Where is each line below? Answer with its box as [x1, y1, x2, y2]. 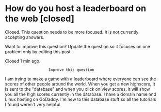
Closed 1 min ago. [5, 58, 41, 64]
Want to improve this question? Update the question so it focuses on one [5, 43, 150, 49]
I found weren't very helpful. [5, 101, 62, 107]
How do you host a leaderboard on [5, 3, 146, 14]
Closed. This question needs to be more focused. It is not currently [5, 29, 139, 35]
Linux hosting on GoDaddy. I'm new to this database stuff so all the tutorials [5, 96, 156, 102]
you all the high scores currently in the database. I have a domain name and [5, 91, 157, 97]
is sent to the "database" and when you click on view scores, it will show [5, 86, 150, 92]
